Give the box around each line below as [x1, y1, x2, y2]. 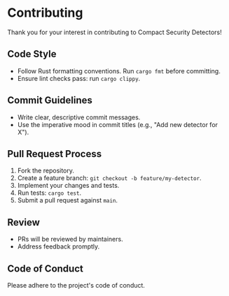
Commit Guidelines [7, 94, 93, 106]
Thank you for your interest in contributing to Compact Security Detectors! [7, 28, 222, 36]
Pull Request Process [7, 148, 102, 160]
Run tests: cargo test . [17, 188, 82, 197]
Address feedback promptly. [17, 242, 100, 251]
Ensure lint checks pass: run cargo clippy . [17, 74, 141, 82]
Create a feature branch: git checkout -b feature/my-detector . [17, 174, 202, 182]
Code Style [7, 48, 57, 60]
